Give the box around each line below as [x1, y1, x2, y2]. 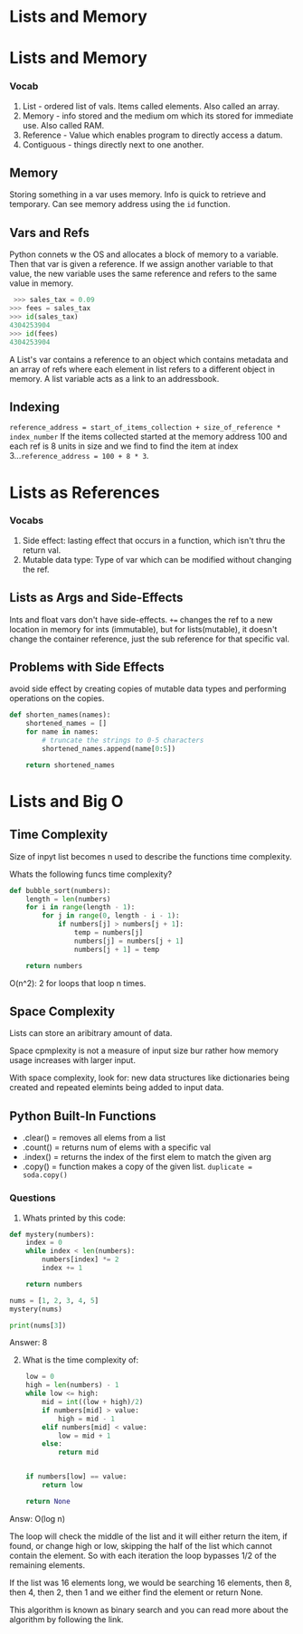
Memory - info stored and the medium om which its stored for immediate [22, 110, 294, 121]
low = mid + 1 [57, 1431, 111, 1440]
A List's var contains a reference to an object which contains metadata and [9, 354, 289, 365]
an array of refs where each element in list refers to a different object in [9, 364, 276, 375]
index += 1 [42, 1264, 83, 1273]
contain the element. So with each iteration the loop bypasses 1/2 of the [9, 1550, 278, 1561]
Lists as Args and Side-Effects [9, 590, 184, 605]
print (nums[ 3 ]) [9, 1321, 67, 1330]
